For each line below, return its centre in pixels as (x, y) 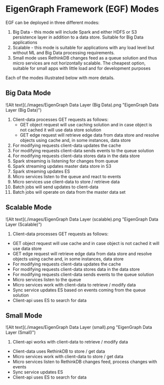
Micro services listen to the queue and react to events (67, 176)
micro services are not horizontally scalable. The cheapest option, (79, 63)
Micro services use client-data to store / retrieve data (66, 182)
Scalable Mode (29, 208)
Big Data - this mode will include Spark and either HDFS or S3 (75, 32)
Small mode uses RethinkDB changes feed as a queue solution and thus (85, 58)
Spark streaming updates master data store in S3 (62, 166)
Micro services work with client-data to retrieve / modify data (74, 284)
